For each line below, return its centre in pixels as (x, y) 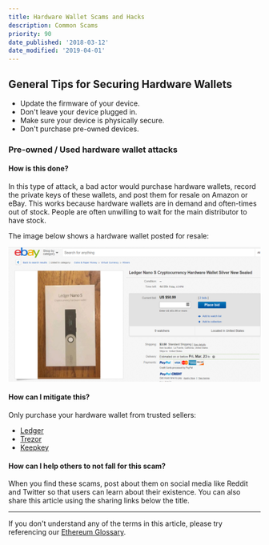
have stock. (27, 221)
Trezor (31, 439)
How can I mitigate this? (49, 397)
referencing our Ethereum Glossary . (67, 532)
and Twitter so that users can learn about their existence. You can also (124, 492)
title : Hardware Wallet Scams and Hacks (77, 17)
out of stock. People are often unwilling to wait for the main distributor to (128, 212)
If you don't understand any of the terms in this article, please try (115, 523)
